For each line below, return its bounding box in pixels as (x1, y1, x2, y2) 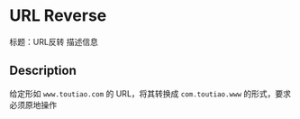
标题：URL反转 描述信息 (9, 36, 99, 47)
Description (9, 63, 77, 78)
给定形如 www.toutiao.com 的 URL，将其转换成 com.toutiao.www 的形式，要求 (9, 87, 291, 99)
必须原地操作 (9, 99, 57, 110)
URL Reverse (9, 5, 107, 26)
